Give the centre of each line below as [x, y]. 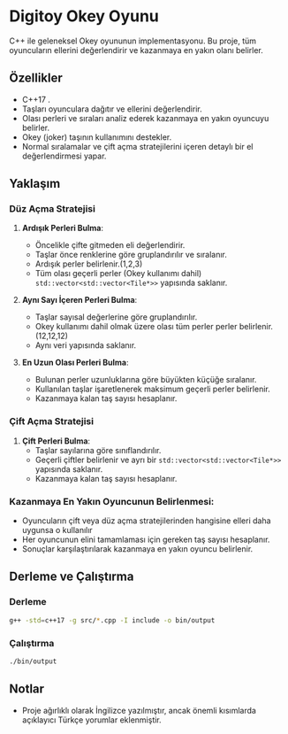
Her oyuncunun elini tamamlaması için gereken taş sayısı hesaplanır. [146, 540]
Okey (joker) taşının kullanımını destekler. [97, 137]
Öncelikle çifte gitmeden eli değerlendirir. [110, 245]
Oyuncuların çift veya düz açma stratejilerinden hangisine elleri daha [146, 521]
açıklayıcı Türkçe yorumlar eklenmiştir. [91, 720]
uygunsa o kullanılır [57, 530]
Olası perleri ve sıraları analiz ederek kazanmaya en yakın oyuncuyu [145, 118]
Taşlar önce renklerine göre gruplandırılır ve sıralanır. [131, 255]
